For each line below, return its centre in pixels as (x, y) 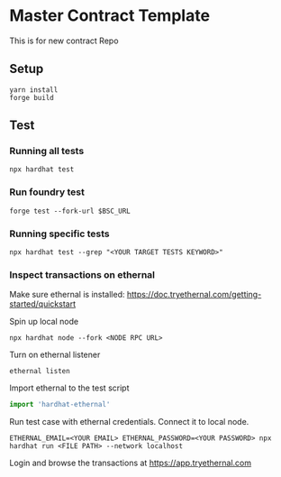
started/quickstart (43, 304)
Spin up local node (44, 322)
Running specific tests (59, 234)
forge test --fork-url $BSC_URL (70, 211)
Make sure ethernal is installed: (67, 295)
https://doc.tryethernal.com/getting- (194, 295)
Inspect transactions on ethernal (82, 274)
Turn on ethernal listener (55, 355)
